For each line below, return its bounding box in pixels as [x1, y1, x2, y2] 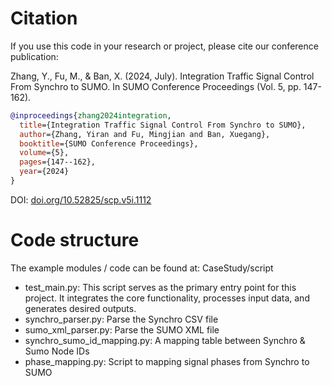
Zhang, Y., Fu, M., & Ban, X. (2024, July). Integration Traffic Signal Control [10, 70, 315, 82]
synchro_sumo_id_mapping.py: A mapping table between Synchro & [24, 334, 306, 346]
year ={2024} [19, 167, 70, 177]
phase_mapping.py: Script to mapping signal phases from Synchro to [24, 355, 310, 367]
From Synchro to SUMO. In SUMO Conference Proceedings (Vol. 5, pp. [10, 80, 302, 92]
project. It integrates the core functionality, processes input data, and [24, 292, 310, 304]
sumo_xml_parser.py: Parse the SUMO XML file [24, 323, 220, 336]
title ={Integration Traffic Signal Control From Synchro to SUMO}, [19, 120, 307, 130]
